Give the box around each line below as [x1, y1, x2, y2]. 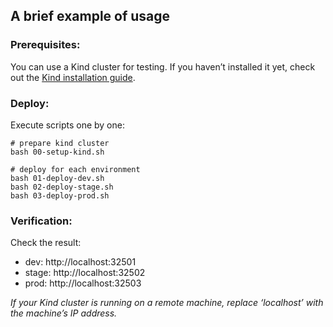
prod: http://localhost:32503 [24, 277, 142, 289]
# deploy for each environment [10, 164, 141, 174]
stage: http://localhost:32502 [24, 267, 146, 279]
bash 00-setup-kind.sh [10, 147, 105, 157]
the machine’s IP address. [10, 307, 118, 319]
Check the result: [10, 237, 82, 249]
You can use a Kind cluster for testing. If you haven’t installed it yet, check [10, 60, 316, 73]
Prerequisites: [10, 38, 81, 52]
